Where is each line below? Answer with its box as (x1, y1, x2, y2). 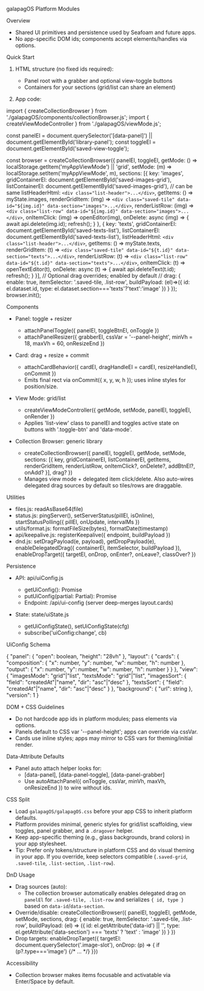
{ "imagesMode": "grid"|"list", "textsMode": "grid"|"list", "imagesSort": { (6, 672, 187, 679)
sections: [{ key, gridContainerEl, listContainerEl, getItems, (24, 456, 171, 463)
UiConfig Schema (6, 641, 51, 648)
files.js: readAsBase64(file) (15, 506, 83, 512)
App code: (15, 96, 41, 102)
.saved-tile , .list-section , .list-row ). (15, 859, 116, 867)
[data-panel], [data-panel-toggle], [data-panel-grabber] (24, 771, 165, 778)
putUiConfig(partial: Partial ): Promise (24, 593, 117, 599)
